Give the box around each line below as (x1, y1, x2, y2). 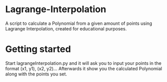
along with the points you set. (5, 71, 67, 77)
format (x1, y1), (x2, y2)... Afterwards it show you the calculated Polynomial (5, 65, 162, 71)
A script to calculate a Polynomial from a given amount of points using (5, 20, 152, 26)
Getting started (5, 44, 71, 55)
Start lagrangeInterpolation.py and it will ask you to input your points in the (5, 60, 162, 66)
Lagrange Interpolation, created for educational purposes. (5, 25, 127, 31)
